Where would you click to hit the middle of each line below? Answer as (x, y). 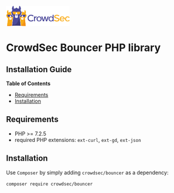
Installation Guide (39, 70)
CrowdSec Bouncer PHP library (83, 48)
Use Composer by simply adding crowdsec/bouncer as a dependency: (87, 172)
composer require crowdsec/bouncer (50, 184)
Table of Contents (28, 83)
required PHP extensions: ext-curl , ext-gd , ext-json (78, 140)
